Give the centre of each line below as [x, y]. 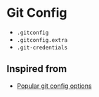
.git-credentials [42, 47]
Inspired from [37, 69]
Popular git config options [54, 86]
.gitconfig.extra [42, 40]
